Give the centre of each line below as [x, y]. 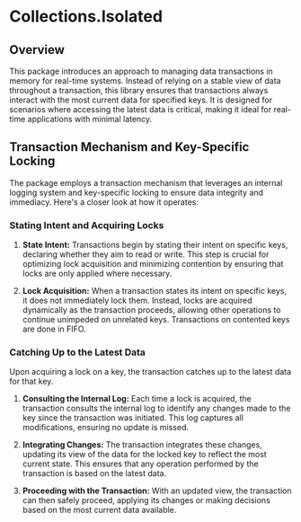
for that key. [31, 381]
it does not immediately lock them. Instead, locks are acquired [137, 301]
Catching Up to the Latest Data [78, 352]
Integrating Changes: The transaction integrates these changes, [142, 445]
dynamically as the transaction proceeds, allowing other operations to [151, 310]
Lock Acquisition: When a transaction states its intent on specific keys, [155, 291]
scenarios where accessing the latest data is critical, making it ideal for [141, 109]
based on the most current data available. [99, 510]
